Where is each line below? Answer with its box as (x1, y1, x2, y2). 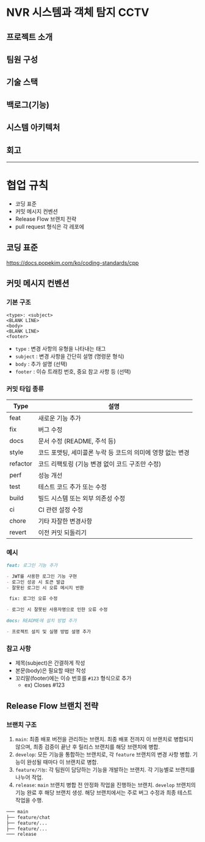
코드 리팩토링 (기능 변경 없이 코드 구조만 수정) (38, 459, 162, 468)
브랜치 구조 (6, 721, 37, 729)
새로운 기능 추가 (38, 414, 81, 422)
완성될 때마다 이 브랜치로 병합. (26, 758, 99, 766)
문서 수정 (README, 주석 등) (38, 437, 117, 445)
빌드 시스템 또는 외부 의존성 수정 (38, 494, 126, 502)
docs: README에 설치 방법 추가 (6, 617, 77, 624)
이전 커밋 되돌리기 (38, 528, 87, 537)
